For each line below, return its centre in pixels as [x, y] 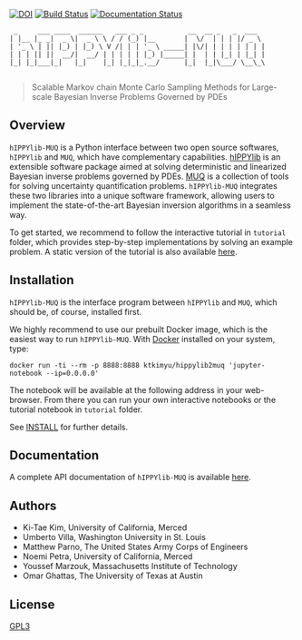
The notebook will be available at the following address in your [126, 389]
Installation [42, 280]
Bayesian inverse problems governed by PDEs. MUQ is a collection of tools [149, 176]
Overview [38, 126]
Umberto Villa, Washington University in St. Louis [114, 537]
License [32, 604]
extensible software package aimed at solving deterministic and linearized [148, 166]
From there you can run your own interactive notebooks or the [160, 399]
